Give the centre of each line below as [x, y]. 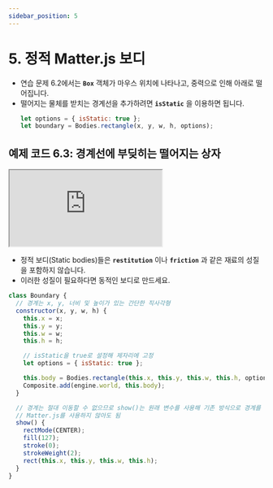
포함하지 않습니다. [57, 270]
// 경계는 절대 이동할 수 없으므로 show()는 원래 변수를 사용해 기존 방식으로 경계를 [139, 407]
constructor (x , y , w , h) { [61, 311]
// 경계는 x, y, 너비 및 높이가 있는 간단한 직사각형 [93, 303]
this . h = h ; [43, 341]
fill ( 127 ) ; [41, 438]
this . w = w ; [43, 333]
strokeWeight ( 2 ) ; [52, 453]
